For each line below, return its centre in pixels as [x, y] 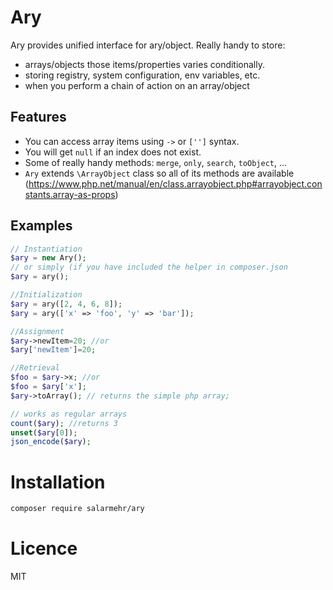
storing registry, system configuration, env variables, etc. [142, 75]
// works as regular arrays [69, 414]
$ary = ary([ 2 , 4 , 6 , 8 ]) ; [66, 304]
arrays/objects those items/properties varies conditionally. [144, 64]
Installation [58, 482]
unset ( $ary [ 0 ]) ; [44, 432]
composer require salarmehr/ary [77, 509]
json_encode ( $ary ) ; [51, 442]
